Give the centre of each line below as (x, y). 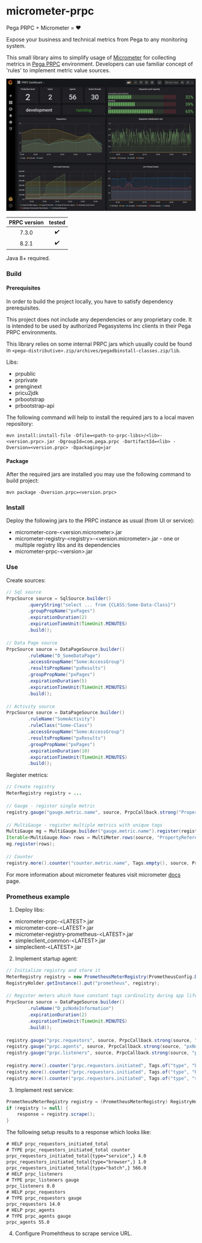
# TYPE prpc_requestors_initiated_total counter (68, 1150)
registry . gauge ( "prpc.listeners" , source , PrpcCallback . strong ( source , (98, 1053)
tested (57, 222)
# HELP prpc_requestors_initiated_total (58, 1144)
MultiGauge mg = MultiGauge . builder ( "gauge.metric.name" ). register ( (94, 831)
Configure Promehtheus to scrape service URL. (73, 1233)
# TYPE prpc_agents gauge (38, 1217)
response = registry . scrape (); (56, 1114)
